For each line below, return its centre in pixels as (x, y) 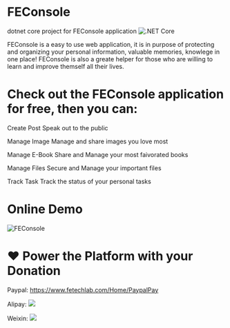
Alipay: (17, 304)
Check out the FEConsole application (116, 94)
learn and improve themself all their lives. (66, 66)
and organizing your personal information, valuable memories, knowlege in (113, 52)
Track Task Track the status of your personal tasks (79, 181)
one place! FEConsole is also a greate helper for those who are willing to (110, 59)
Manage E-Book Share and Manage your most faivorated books (98, 154)
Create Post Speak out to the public (58, 127)
